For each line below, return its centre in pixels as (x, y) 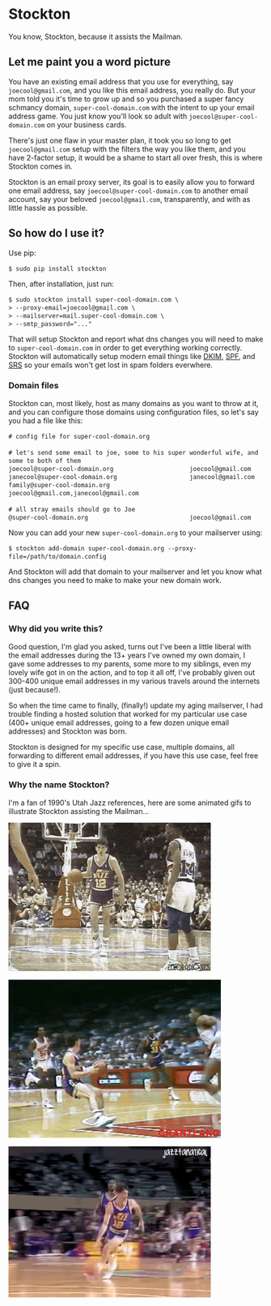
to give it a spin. (35, 764)
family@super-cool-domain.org (59, 485)
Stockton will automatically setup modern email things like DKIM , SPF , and (132, 356)
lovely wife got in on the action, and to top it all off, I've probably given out (132, 672)
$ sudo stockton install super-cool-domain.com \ (94, 300)
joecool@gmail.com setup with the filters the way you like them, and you (127, 149)
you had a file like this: (46, 420)
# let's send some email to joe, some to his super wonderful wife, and (133, 452)
